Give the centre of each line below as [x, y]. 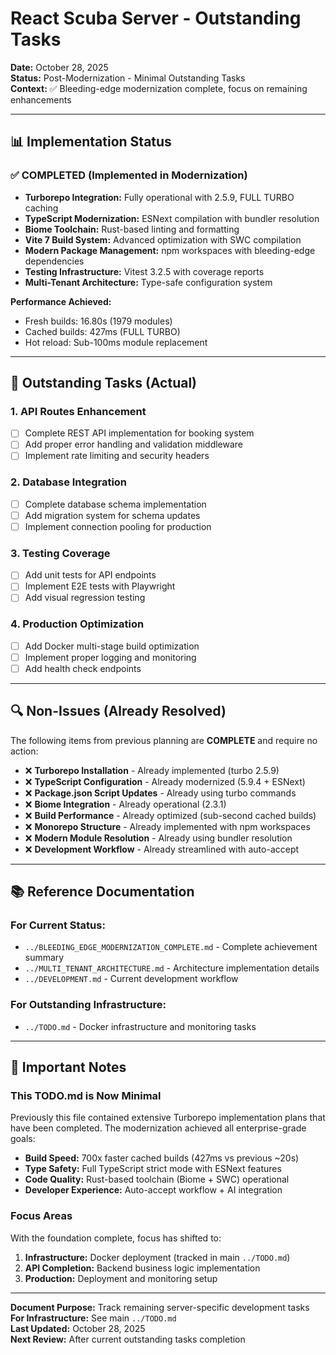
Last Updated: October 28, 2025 [78, 1328]
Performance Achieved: [61, 301]
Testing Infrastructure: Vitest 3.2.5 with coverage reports [144, 271]
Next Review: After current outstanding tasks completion [128, 1339]
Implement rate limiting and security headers [117, 456]
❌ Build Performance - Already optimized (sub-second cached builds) [170, 815]
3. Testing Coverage [60, 553]
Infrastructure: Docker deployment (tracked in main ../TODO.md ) [157, 1257]
